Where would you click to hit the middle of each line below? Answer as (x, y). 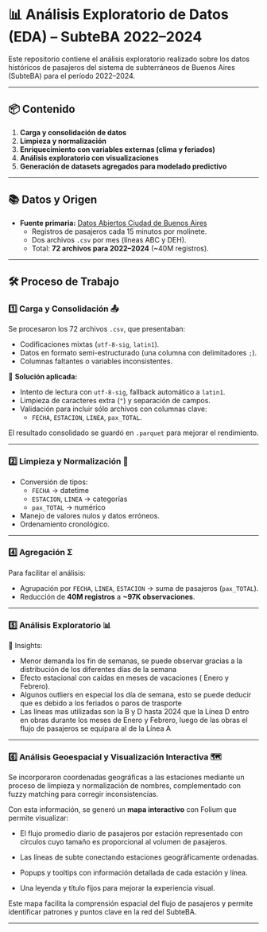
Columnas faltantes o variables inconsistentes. (96, 361)
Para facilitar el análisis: (47, 573)
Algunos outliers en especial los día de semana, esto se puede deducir (135, 695)
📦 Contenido (42, 109)
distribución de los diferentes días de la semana (98, 670)
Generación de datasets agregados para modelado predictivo (123, 166)
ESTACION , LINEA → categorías (79, 499)
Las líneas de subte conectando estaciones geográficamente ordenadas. (139, 857)
